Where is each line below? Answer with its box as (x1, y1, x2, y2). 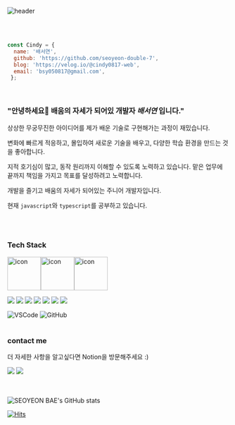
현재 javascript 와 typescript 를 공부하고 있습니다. (7, 201, 148, 210)
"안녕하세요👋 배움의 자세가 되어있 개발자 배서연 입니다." (7, 106, 185, 116)
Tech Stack (7, 240, 47, 250)
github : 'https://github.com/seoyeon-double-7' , (13, 54, 159, 61)
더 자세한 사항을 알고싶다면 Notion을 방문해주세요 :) (7, 353, 149, 361)
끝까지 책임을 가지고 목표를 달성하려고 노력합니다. (7, 171, 143, 179)
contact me (7, 335, 47, 345)
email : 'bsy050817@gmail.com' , (13, 68, 106, 75)
